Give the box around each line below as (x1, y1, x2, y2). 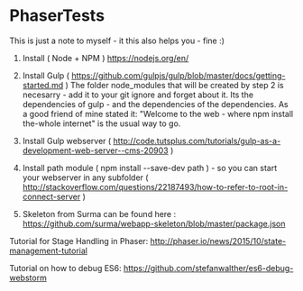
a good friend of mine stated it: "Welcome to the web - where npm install (22, 108, 294, 119)
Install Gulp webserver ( (22, 135, 112, 146)
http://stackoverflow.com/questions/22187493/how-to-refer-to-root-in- (22, 181, 289, 192)
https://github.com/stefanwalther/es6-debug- (123, 262, 294, 273)
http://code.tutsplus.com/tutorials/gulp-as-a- (113, 135, 281, 146)
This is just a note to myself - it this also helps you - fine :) (9, 35, 225, 46)
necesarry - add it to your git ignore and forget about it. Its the (22, 89, 254, 100)
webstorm (9, 272, 47, 283)
